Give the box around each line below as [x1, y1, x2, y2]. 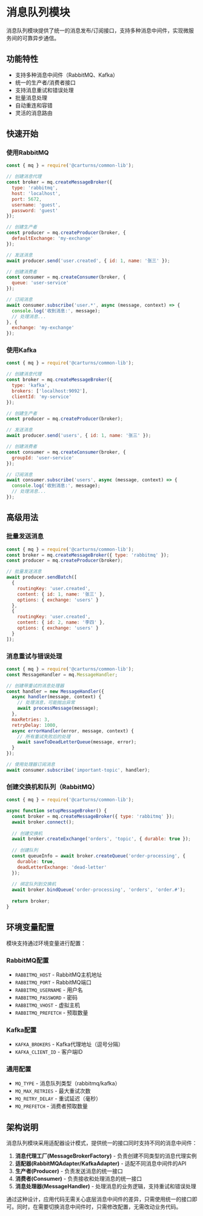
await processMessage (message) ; [17, 706, 99, 712]
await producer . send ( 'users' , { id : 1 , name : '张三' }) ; [6, 433, 151, 439]
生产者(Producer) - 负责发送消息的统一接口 [15, 1167, 123, 1175]
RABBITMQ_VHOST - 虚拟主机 [15, 1001, 81, 1009]
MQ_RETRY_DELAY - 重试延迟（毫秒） [15, 1095, 102, 1102]
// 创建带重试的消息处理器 [6, 682, 65, 689]
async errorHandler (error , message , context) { [12, 727, 135, 734]
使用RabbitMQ [6, 148, 49, 157]
